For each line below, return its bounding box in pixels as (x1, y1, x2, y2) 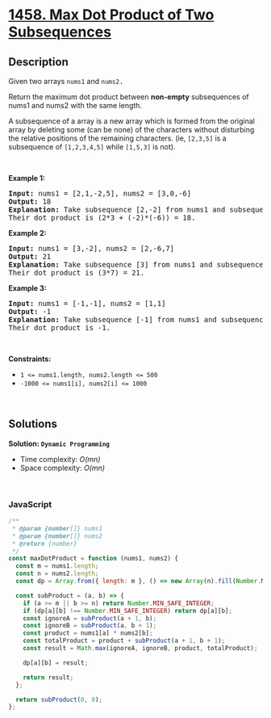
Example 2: (8, 229, 47, 237)
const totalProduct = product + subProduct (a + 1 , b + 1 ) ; (23, 636, 226, 645)
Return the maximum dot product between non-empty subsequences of (8, 92, 249, 102)
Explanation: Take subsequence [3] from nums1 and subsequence (8, 260, 264, 269)
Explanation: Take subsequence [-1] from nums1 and (8, 315, 218, 324)
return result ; (23, 673, 74, 682)
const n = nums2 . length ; (15, 569, 99, 578)
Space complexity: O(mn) (19, 463, 106, 472)
